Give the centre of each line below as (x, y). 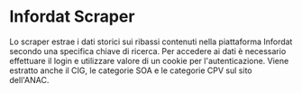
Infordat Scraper (72, 17)
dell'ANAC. (29, 79)
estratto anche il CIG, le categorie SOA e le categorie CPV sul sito (131, 70)
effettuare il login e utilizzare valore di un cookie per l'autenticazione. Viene (149, 60)
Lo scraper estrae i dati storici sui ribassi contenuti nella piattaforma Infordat (151, 42)
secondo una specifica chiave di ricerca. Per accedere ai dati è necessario (148, 51)
